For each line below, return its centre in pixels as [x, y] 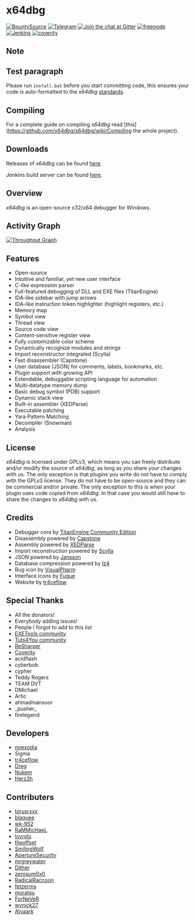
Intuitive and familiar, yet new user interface [68, 279]
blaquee [24, 818]
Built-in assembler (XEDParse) [51, 404]
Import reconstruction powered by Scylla [64, 550]
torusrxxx [26, 811]
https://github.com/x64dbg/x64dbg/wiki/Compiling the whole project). [93, 131]
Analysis [25, 429]
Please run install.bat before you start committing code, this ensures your [98, 85]
